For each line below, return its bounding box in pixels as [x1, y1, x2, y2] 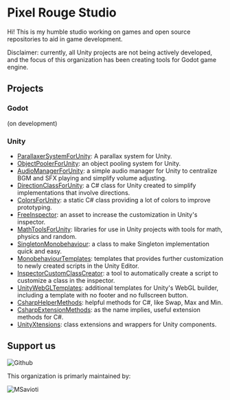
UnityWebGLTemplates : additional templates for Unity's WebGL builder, [16, 284, 219, 292]
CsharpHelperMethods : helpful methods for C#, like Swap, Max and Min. [16, 298, 223, 306]
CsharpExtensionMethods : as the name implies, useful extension [16, 305, 201, 314]
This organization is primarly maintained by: [7, 372, 131, 380]
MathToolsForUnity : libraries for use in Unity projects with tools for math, [16, 225, 223, 233]
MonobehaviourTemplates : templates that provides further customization [16, 254, 224, 262]
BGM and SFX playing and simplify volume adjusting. [16, 173, 167, 182]
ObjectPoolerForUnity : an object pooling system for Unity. [16, 159, 181, 167]
